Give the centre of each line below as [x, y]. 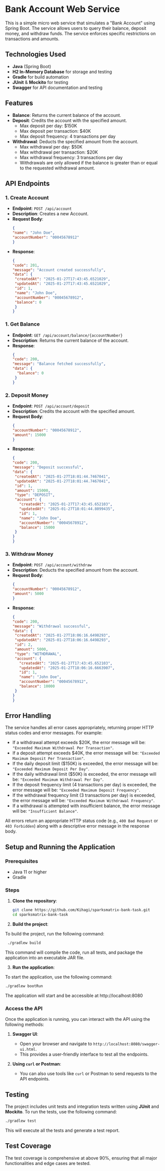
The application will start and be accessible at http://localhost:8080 [74, 996]
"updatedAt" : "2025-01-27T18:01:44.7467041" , [62, 481]
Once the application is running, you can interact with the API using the [78, 1019]
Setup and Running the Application [60, 847]
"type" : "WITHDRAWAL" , [38, 654]
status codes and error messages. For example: [54, 733]
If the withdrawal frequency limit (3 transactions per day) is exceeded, [84, 795]
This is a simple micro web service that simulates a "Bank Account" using [80, 23]
